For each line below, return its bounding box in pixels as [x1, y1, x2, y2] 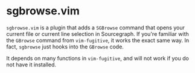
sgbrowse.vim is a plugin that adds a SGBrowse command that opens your [6, 24, 185, 31]
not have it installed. [6, 61, 56, 68]
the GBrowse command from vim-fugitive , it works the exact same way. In [6, 36, 190, 44]
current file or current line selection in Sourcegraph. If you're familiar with [6, 30, 189, 37]
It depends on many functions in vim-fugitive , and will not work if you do [6, 54, 189, 62]
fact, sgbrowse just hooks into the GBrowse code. [6, 43, 124, 50]
